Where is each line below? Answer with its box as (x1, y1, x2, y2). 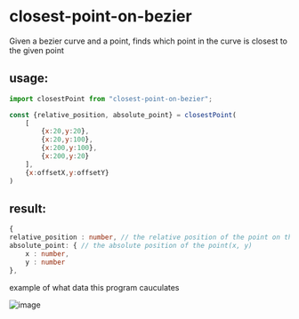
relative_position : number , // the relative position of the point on (9, 233, 280, 242)
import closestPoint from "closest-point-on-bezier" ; (9, 94, 214, 103)
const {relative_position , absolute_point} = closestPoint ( (9, 110, 238, 119)
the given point (9, 44, 65, 55)
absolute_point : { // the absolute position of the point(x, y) (9, 242, 253, 251)
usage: (9, 71, 49, 86)
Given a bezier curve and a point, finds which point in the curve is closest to (9, 36, 287, 46)
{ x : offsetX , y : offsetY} (25, 168, 109, 177)
